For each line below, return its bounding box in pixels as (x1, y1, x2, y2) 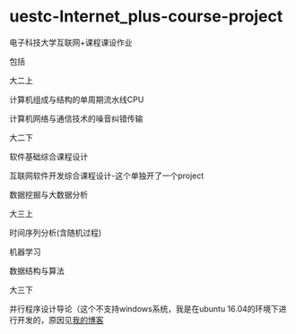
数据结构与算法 (9, 265, 65, 276)
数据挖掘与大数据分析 (9, 189, 88, 200)
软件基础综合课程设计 (9, 150, 88, 162)
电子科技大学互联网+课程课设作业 (9, 37, 133, 47)
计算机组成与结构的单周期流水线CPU (9, 94, 144, 105)
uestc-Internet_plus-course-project (9, 6, 283, 27)
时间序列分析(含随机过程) (9, 227, 102, 238)
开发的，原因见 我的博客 (16, 314, 104, 325)
